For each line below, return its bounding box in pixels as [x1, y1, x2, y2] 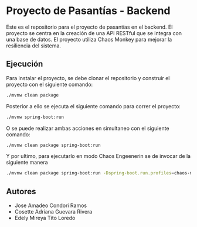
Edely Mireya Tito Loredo [14, 215, 76, 222]
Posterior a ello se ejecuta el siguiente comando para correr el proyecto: [6, 102, 181, 109]
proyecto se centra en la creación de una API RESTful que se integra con [6, 29, 182, 36]
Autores [6, 186, 36, 197]
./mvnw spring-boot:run [6, 114, 64, 120]
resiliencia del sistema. [6, 42, 62, 49]
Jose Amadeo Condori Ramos [14, 202, 87, 209]
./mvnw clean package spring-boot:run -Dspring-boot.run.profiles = [6, 170, 175, 176]
